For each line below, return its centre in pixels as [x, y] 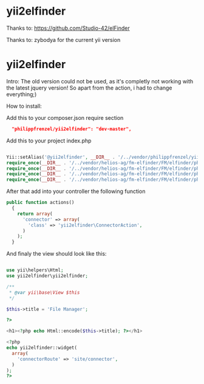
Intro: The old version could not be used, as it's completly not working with [100, 81]
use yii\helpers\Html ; [35, 270]
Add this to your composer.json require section [65, 117]
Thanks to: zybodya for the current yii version [63, 40]
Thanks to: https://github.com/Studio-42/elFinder [68, 28]
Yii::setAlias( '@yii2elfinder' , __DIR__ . [61, 157]
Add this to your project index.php [49, 141]
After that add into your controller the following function [76, 191]
